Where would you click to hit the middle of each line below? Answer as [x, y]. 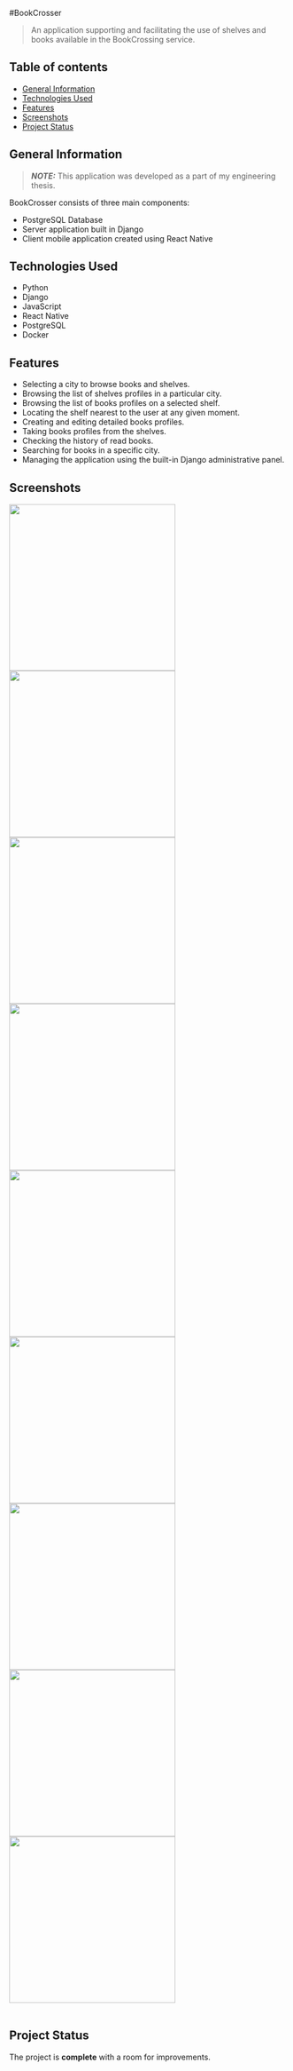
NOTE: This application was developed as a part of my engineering [153, 176]
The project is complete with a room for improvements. [110, 2057]
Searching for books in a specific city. [91, 450]
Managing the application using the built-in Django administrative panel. [153, 460]
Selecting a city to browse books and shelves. [106, 385]
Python [35, 288]
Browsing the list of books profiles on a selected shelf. [121, 403]
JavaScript [42, 306]
